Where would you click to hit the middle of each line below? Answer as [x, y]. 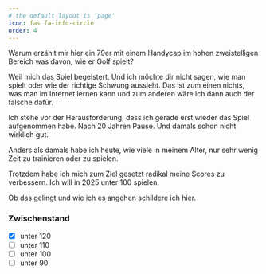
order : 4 [23, 30]
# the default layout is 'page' [62, 16]
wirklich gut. [29, 135]
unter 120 [35, 236]
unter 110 [35, 245]
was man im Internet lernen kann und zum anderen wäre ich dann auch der [131, 94]
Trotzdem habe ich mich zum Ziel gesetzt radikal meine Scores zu [117, 174]
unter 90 [34, 263]
